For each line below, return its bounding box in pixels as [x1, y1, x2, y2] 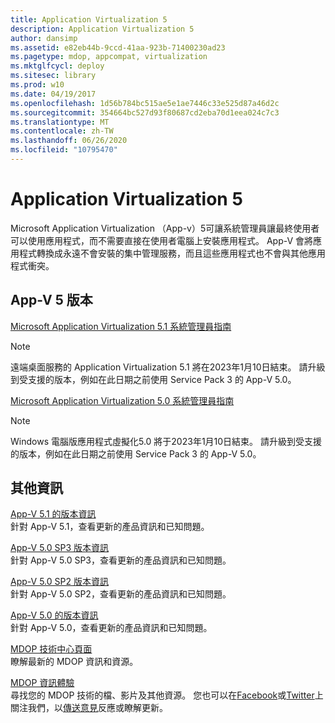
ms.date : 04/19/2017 [10, 89, 97, 99]
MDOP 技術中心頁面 [10, 643, 93, 655]
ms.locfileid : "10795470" [10, 145, 118, 155]
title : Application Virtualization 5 [10, 14, 168, 25]
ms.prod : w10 [10, 80, 65, 90]
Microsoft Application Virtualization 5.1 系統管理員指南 [10, 320, 232, 332]
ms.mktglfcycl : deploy [10, 61, 105, 71]
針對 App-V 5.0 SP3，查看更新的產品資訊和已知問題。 [10, 554, 232, 566]
